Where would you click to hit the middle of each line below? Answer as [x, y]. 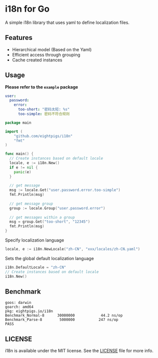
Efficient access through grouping [46, 55]
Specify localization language [35, 240]
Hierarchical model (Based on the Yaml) [52, 49]
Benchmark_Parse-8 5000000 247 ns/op [62, 320]
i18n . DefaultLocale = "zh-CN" [36, 267]
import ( [14, 132]
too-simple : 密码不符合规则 [44, 114]
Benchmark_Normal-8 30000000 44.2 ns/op [64, 316]
